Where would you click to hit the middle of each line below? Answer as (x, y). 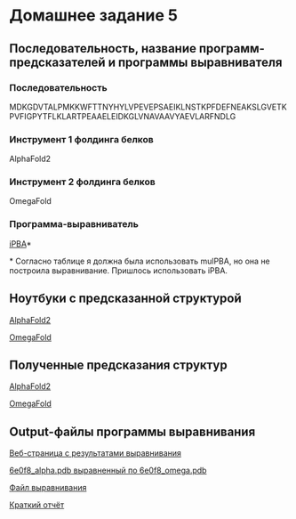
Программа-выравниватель (74, 224)
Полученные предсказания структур (119, 365)
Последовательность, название (103, 49)
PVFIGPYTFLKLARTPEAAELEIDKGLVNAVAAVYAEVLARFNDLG (123, 116)
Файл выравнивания (48, 488)
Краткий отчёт (37, 505)
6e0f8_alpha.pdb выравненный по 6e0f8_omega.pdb (108, 470)
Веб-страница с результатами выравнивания (96, 453)
